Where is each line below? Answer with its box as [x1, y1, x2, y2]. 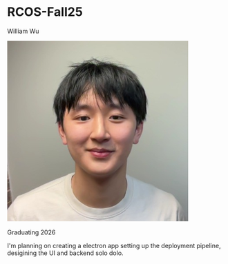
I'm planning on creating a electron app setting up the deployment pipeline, [7, 241, 221, 250]
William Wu [7, 27, 39, 35]
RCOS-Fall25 [7, 4, 83, 20]
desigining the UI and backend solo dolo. [7, 249, 124, 257]
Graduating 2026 [7, 228, 56, 236]
